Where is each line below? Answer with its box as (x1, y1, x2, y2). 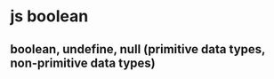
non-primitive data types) (10, 55, 156, 70)
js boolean (10, 6, 89, 27)
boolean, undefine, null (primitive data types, (10, 42, 266, 57)
